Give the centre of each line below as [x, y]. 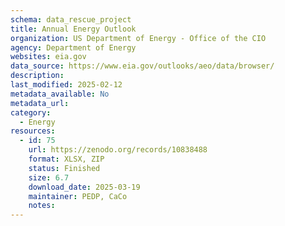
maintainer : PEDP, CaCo [78, 196]
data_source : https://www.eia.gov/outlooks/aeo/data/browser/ [142, 66]
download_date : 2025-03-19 [84, 187]
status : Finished [64, 168]
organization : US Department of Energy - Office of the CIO [138, 38]
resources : [33, 131]
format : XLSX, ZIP [66, 159]
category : [31, 112]
